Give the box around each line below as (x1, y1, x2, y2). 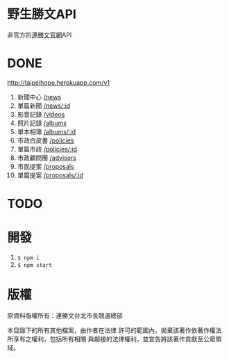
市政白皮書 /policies (17, 136, 74, 145)
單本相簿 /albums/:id (17, 127, 76, 136)
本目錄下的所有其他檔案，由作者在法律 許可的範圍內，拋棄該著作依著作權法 (7, 326, 222, 334)
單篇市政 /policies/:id (17, 145, 78, 153)
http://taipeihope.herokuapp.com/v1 (7, 78, 110, 87)
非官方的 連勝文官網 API (7, 31, 72, 39)
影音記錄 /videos (17, 110, 65, 118)
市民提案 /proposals (17, 162, 74, 170)
